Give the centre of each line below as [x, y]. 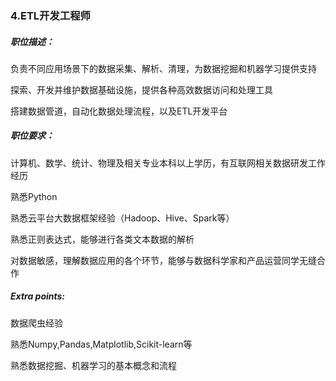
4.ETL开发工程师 [50, 15]
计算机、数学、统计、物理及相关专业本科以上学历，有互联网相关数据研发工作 [168, 163]
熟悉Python [34, 196]
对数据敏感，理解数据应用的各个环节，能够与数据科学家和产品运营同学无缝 [163, 260]
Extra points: [38, 296]
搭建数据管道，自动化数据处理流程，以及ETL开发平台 [119, 111]
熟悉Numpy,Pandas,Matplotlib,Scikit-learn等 [101, 344]
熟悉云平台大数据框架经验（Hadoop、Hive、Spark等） [122, 218]
